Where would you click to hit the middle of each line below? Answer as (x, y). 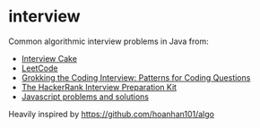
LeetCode (39, 68)
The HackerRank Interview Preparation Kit (99, 87)
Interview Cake (49, 58)
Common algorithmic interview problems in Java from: (109, 41)
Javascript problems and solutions (85, 97)
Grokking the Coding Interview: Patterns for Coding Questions (136, 77)
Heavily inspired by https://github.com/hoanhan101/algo (111, 114)
